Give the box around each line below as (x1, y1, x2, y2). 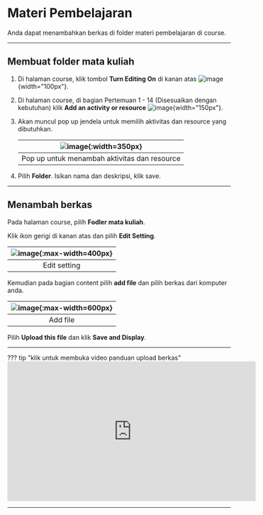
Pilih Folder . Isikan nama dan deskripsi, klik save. (17, 172, 162, 180)
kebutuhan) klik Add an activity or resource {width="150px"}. (17, 103, 223, 111)
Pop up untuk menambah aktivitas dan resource (21, 153, 181, 163)
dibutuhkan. (17, 124, 53, 133)
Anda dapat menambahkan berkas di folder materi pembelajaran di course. (7, 28, 227, 37)
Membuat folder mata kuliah (7, 55, 135, 68)
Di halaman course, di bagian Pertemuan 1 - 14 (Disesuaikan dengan (17, 96, 217, 104)
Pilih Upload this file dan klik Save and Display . (7, 333, 147, 341)
